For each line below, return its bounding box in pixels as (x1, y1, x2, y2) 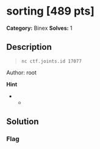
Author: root (6, 69, 37, 76)
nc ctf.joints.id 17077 (21, 58, 82, 64)
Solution (6, 117, 39, 127)
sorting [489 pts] (6, 4, 95, 18)
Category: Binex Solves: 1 (6, 24, 73, 32)
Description (6, 42, 52, 52)
